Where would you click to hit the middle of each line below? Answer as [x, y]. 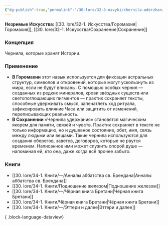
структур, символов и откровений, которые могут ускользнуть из [83, 82]
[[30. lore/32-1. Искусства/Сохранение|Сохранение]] [91, 29]
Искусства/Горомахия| [112, 24]
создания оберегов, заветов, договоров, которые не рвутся [76, 141]
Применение [21, 66]
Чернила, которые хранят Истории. [43, 53]
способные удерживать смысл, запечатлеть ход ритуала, [74, 103]
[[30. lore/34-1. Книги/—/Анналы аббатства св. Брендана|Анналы [82, 175]
